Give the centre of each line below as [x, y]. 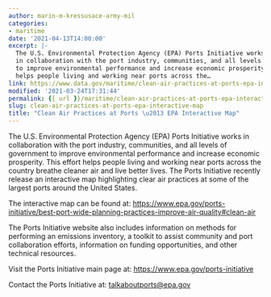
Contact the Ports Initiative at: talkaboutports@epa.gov [100, 284]
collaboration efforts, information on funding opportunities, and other [123, 245]
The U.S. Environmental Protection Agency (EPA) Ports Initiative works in [129, 136]
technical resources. [42, 253]
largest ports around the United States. [73, 188]
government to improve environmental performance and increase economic [134, 153]
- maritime [27, 31]
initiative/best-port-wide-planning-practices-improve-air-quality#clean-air [132, 212]
